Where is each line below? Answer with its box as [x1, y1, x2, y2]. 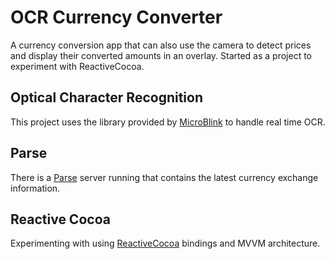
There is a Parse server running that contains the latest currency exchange [10, 171, 319, 183]
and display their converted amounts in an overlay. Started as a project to [10, 49, 313, 61]
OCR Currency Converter [10, 6, 223, 29]
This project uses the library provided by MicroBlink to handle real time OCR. [10, 116, 326, 128]
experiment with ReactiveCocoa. [10, 60, 145, 72]
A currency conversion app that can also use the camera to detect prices [10, 39, 312, 51]
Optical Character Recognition [10, 89, 203, 106]
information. [10, 182, 61, 194]
